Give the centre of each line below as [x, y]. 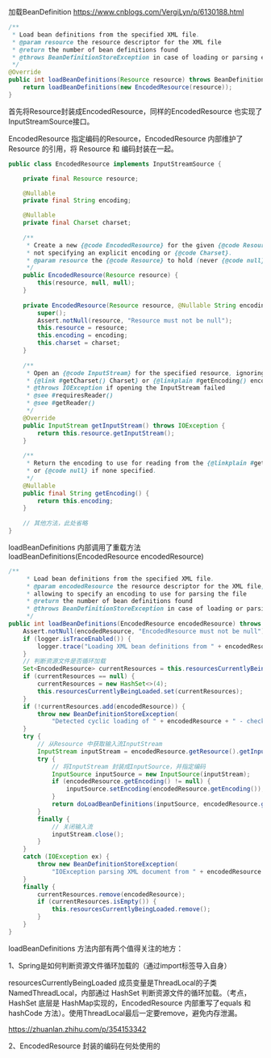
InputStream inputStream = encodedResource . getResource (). [139, 751]
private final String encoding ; [77, 200]
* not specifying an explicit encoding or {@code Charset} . [129, 253]
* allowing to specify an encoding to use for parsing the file [137, 594]
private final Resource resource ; [81, 179]
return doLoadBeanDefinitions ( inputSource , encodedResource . [156, 804]
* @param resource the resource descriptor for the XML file [117, 42]
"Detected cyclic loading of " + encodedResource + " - [147, 722]
